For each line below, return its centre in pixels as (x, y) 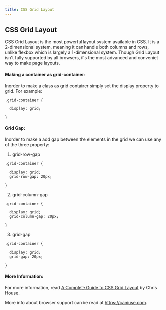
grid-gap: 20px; (26, 257)
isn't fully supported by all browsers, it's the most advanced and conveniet (82, 58)
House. (12, 293)
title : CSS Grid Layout (30, 10)
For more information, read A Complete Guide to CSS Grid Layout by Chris (81, 288)
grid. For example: (24, 91)
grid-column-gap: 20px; (34, 216)
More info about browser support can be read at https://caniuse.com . (76, 303)
